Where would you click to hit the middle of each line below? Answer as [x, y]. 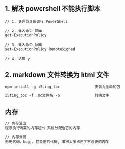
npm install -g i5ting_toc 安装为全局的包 [63, 87]
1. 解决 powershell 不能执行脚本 [53, 9]
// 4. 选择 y [18, 59]
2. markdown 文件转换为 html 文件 [57, 75]
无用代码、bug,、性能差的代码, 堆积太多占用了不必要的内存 [57, 142]
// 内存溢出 [16, 124]
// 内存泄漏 [16, 137]
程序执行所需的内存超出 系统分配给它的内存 [42, 128]
